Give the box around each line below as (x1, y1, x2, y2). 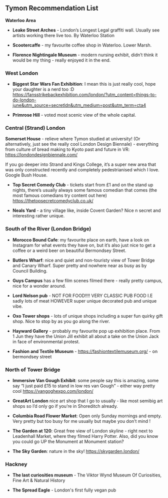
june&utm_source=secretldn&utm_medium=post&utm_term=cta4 (12, 102, 146, 108)
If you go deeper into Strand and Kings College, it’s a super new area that (5, 161, 156, 167)
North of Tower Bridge (5, 366, 60, 373)
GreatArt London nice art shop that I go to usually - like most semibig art (12, 398, 163, 404)
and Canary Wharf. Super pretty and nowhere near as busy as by (12, 263, 147, 269)
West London (5, 70, 38, 77)
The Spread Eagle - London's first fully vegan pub (12, 487, 116, 493)
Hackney (5, 460, 27, 467)
